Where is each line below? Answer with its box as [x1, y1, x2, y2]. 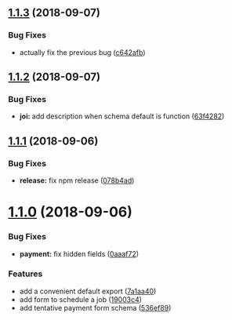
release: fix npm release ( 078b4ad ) [19, 176, 135, 185]
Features [8, 268, 43, 279]
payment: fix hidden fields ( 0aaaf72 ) [19, 249, 140, 258]
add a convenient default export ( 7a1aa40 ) [19, 286, 157, 296]
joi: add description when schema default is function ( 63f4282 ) [19, 111, 225, 121]
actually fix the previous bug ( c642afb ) [19, 47, 147, 57]
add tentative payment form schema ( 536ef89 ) [19, 303, 172, 312]
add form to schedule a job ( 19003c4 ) [19, 294, 143, 304]
